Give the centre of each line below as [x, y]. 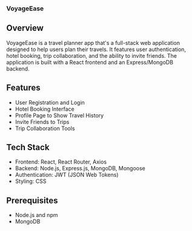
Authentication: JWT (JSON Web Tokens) [67, 175]
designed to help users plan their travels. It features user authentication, [96, 49]
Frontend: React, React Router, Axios [61, 162]
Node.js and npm [36, 215]
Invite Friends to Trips [42, 122]
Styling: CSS [31, 181]
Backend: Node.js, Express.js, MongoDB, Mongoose [80, 168]
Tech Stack [28, 147]
